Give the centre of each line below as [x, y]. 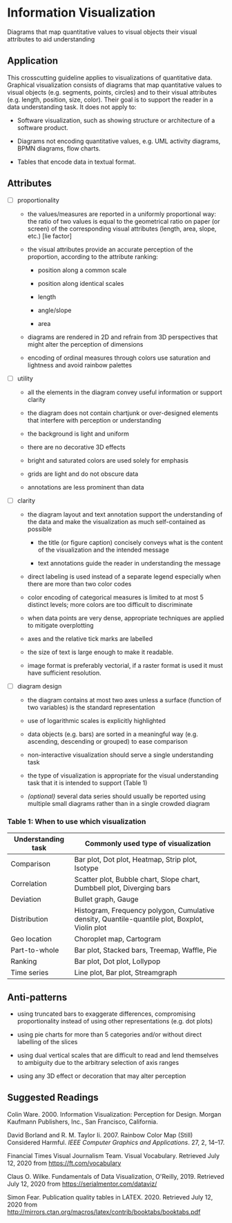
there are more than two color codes [79, 584]
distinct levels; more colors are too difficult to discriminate [110, 604]
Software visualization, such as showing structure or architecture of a [116, 120]
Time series [30, 973]
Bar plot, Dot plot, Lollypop [117, 961]
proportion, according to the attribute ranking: [93, 256]
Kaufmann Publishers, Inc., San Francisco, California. [83, 1121]
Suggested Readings [53, 1098]
